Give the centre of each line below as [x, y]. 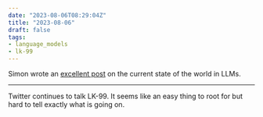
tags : [17, 37]
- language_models [38, 44]
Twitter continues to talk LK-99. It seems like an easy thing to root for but [126, 96]
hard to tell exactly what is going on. [67, 105]
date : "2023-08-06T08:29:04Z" [58, 15]
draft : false [29, 30]
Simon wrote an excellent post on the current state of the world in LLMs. [124, 74]
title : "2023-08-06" [42, 23]
